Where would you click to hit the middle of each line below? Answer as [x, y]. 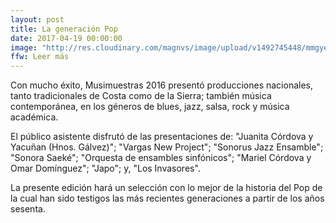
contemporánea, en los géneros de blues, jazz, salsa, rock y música [150, 107]
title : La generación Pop [64, 29]
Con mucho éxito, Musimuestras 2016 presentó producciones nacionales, [161, 85]
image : [24, 47]
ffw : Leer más [40, 57]
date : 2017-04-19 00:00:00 [66, 38]
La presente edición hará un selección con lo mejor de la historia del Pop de [166, 188]
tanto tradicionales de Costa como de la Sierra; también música [141, 96]
